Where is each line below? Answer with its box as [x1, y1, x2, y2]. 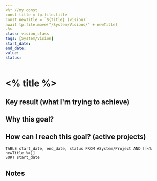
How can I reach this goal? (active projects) [5, 132, 146, 141]
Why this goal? [5, 115, 54, 124]
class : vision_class [5, 31, 50, 36]
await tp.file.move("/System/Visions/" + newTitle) [5, 22, 118, 27]
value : [5, 50, 19, 55]
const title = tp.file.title [5, 12, 68, 17]
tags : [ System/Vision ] [5, 36, 54, 42]
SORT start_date [5, 155, 40, 160]
